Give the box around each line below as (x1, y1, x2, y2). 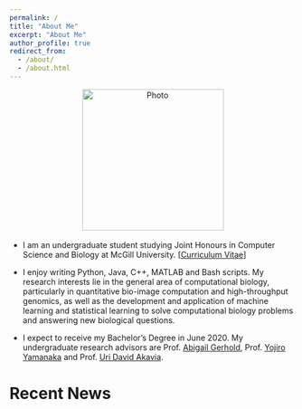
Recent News (9, 384, 111, 404)
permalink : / (9, 13, 59, 23)
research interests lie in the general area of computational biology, (22, 276, 269, 287)
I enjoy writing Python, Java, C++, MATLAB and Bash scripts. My (22, 266, 265, 277)
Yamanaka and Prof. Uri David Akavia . (22, 351, 165, 362)
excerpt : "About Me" (9, 30, 88, 39)
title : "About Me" (9, 22, 79, 31)
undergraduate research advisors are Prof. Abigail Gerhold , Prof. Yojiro (22, 341, 287, 353)
